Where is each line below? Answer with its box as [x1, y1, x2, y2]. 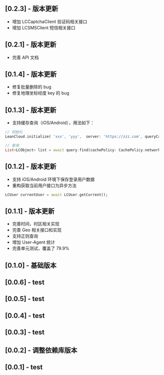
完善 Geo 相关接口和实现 [12, 227, 62, 233]
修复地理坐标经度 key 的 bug [12, 90, 70, 96]
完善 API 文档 [12, 54, 39, 60]
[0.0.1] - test [5, 363, 43, 371]
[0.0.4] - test [5, 311, 45, 320]
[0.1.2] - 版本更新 [5, 162, 57, 171]
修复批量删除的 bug [12, 84, 52, 90]
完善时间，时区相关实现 [12, 221, 60, 227]
